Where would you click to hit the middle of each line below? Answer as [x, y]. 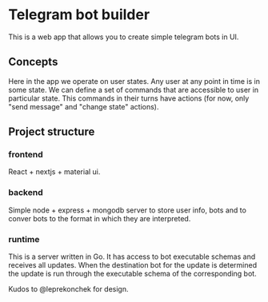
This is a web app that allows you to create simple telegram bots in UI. [124, 37]
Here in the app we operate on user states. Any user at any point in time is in [134, 81]
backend [26, 193]
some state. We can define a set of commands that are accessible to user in [133, 89]
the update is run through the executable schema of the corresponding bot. [133, 274]
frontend [26, 155]
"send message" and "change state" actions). [84, 106]
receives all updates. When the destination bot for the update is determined [133, 265]
